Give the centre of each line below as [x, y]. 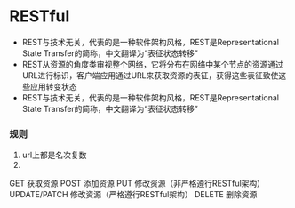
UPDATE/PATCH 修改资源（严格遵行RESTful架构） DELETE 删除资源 [133, 195]
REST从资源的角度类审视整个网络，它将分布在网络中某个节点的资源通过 [153, 64]
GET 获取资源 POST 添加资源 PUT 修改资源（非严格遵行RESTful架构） [137, 183]
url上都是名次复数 [54, 155]
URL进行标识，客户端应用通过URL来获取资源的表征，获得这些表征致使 [150, 75]
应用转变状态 [53, 86]
